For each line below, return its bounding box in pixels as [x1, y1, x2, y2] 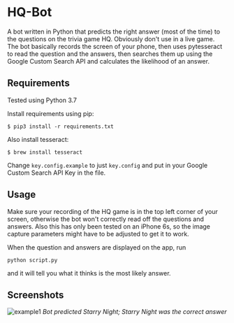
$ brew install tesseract [7, 148, 82, 156]
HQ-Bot [7, 4, 52, 20]
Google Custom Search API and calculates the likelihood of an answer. [7, 57, 210, 65]
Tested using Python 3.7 [7, 96, 78, 104]
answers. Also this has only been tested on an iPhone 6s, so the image [7, 222, 211, 231]
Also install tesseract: [7, 135, 69, 143]
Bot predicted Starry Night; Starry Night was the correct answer [42, 308, 227, 316]
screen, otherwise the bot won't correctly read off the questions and [7, 215, 204, 223]
